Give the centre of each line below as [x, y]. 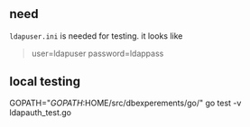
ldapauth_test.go [41, 113]
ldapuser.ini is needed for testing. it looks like [96, 36]
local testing [45, 82]
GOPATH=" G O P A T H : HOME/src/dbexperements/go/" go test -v [125, 103]
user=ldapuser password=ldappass [97, 53]
